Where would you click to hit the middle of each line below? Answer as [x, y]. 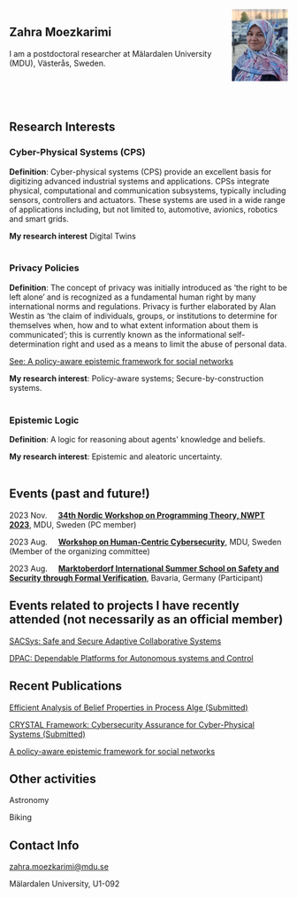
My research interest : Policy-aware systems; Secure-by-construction [137, 378]
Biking [21, 817]
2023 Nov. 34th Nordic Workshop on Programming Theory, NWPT [137, 515]
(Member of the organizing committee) [80, 551]
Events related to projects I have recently [125, 606]
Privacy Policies [44, 268]
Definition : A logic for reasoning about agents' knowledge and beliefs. [137, 440]
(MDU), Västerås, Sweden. [57, 63]
